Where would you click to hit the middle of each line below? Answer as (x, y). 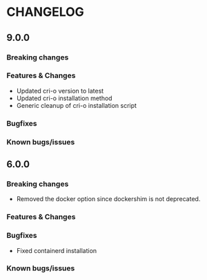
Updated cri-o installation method (64, 98)
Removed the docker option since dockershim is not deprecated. (108, 199)
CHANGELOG (45, 12)
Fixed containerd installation (57, 250)
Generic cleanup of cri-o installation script (77, 105)
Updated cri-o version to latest (60, 91)
